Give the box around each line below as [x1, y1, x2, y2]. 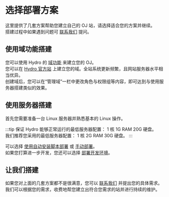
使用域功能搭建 [5, 45, 52, 54]
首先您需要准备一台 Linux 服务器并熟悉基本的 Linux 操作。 [5, 115, 126, 122]
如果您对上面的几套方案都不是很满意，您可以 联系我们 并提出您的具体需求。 [5, 180, 162, 186]
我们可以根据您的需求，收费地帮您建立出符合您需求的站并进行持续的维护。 [5, 186, 160, 192]
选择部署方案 [5, 5, 59, 16]
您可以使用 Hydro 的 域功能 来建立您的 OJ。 [5, 59, 97, 65]
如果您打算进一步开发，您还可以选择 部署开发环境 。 [5, 149, 112, 155]
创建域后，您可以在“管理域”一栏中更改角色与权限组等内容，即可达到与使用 [5, 78, 160, 84]
